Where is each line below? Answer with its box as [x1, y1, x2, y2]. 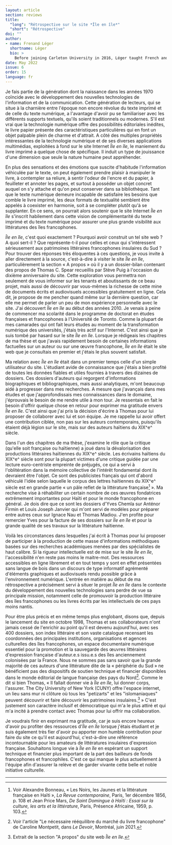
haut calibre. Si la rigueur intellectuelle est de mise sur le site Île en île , [5, 548, 154, 555]
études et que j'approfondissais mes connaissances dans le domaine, [5, 391, 153, 397]
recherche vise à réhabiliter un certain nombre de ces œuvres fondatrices [5, 489, 161, 496]
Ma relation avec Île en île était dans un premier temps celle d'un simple [5, 358, 157, 365]
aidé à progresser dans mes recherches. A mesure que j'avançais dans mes [5, 386, 165, 392]
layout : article [5, 7, 40, 13]
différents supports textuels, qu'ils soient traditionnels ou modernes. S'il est [5, 116, 165, 122]
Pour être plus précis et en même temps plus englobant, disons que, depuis [5, 613, 165, 619]
